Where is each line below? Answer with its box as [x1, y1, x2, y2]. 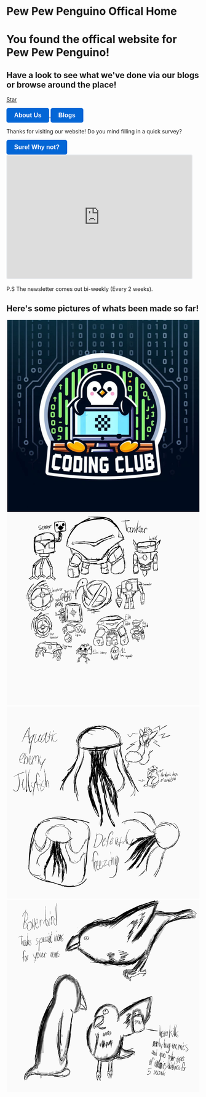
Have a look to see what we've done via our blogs [6, 69, 199, 81]
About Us [14, 112, 42, 119]
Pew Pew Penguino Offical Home [6, 4, 177, 18]
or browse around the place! [6, 79, 117, 90]
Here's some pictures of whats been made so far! [6, 303, 199, 314]
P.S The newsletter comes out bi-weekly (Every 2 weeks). [6, 285, 153, 293]
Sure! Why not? [14, 143, 60, 151]
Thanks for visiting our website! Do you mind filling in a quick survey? [6, 128, 183, 135]
